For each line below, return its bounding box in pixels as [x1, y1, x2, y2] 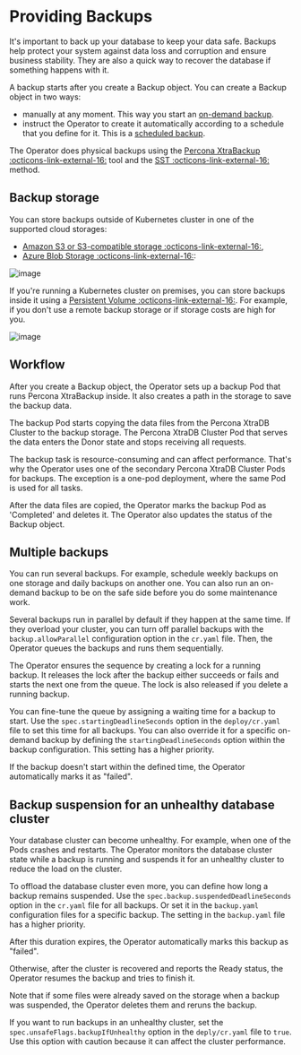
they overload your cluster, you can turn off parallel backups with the [9, 624, 264, 635]
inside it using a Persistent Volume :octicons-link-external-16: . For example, [9, 294, 288, 306]
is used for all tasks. [9, 482, 83, 493]
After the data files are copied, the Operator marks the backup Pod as [9, 499, 267, 510]
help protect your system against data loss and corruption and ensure [9, 45, 267, 56]
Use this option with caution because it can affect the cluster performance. [9, 1036, 287, 1047]
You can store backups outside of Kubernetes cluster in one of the [9, 213, 254, 225]
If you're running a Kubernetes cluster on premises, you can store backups [9, 285, 286, 296]
